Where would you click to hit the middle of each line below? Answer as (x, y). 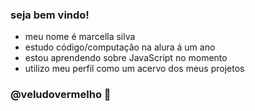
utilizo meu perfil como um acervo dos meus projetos (134, 69)
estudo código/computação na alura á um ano (120, 47)
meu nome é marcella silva (80, 37)
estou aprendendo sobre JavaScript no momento (126, 58)
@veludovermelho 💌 (61, 95)
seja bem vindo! (50, 15)
